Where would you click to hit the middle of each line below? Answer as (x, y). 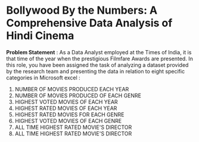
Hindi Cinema (40, 36)
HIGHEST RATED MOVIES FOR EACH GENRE (69, 115)
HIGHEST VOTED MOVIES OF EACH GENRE (68, 121)
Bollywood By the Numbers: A (82, 10)
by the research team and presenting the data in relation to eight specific (96, 71)
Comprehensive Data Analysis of (89, 23)
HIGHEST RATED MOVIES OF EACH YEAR (66, 108)
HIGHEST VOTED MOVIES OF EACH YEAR (66, 101)
